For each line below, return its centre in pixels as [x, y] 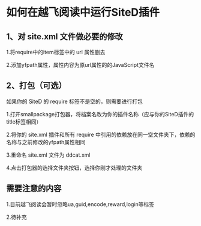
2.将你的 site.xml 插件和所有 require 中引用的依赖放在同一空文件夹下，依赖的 [101, 134]
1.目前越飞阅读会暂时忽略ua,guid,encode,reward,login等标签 [80, 204]
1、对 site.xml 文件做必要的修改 [64, 36]
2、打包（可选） [37, 86]
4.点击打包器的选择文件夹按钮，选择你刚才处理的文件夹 [74, 168]
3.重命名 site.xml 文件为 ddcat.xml [48, 155]
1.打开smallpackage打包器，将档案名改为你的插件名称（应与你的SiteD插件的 [100, 114]
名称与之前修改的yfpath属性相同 [46, 142]
